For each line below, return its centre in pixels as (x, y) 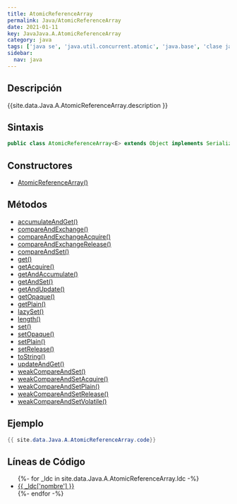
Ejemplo (25, 424)
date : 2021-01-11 (33, 27)
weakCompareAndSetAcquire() (63, 379)
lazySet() (31, 312)
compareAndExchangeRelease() (64, 244)
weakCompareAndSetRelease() (63, 394)
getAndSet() (35, 281)
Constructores (40, 165)
